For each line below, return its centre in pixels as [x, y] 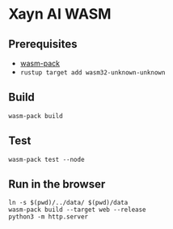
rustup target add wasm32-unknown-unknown [93, 73]
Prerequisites [43, 44]
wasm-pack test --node [46, 159]
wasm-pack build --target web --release [78, 210]
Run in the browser [57, 184]
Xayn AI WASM [60, 14]
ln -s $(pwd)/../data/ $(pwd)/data [68, 203]
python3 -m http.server [49, 217]
